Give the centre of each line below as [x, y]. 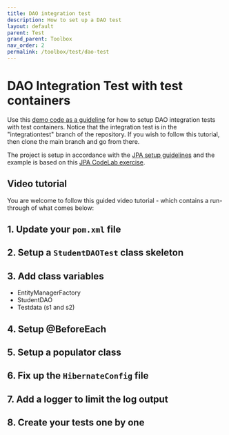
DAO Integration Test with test [95, 86]
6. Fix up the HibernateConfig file [78, 376]
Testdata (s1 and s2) [46, 308]
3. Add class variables [56, 276]
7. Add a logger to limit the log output [88, 399]
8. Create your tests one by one [76, 423]
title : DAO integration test [49, 13]
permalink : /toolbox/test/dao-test [58, 52]
